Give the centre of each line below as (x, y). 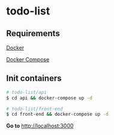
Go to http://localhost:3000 (40, 126)
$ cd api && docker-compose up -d (49, 98)
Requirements (33, 33)
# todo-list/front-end (34, 109)
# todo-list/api (26, 92)
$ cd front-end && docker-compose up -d (58, 115)
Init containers (34, 79)
